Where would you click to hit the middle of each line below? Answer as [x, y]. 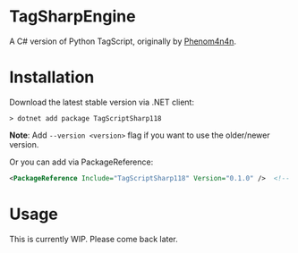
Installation [52, 77]
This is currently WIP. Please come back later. [94, 239]
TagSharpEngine [72, 17]
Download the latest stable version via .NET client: [102, 102]
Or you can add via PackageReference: [81, 162]
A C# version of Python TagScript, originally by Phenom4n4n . [123, 41]
